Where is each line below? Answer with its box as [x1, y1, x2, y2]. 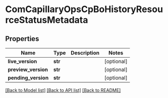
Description [70, 50, 100, 56]
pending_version [8, 74, 49, 81]
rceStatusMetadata [5, 14, 88, 26]
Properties [5, 34, 39, 43]
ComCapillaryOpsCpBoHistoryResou [5, 4, 163, 15]
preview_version [8, 66, 48, 73]
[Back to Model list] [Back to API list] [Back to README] [5, 87, 121, 93]
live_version [8, 58, 37, 65]
